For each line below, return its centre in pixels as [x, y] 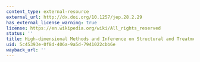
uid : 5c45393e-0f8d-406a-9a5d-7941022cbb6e [61, 45]
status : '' [20, 34]
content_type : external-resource [48, 12]
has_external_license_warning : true [51, 22]
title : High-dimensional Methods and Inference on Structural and [90, 39]
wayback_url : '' [26, 50]
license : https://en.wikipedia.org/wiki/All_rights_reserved [84, 28]
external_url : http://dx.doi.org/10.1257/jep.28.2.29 [74, 17]
